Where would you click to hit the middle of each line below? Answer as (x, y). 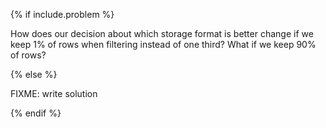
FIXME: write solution (54, 93)
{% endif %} (36, 113)
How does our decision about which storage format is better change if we (162, 33)
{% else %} (34, 74)
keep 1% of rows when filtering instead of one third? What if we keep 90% (163, 44)
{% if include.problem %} (62, 14)
